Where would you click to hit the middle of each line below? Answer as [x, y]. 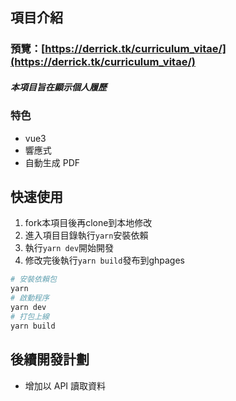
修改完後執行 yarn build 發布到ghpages [104, 260]
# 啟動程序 [30, 298]
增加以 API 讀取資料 [65, 385]
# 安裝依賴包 [33, 279]
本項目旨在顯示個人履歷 [58, 87]
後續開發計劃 [50, 359]
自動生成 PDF [52, 162]
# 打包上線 [30, 316]
